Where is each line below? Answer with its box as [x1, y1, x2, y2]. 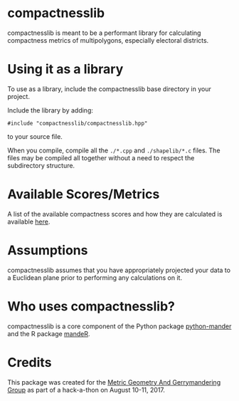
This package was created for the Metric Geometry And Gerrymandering [7, 377, 221, 386]
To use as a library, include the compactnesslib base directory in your [7, 84, 211, 93]
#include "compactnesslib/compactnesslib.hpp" [7, 120, 148, 127]
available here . [7, 217, 51, 226]
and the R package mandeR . [7, 329, 90, 338]
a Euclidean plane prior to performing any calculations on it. [7, 273, 183, 282]
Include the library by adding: [7, 105, 94, 115]
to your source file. [7, 132, 63, 140]
